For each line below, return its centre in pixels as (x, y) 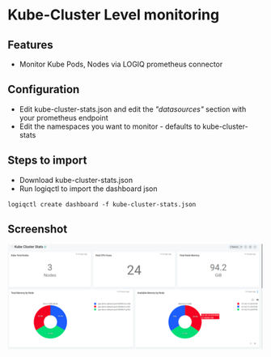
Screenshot (38, 229)
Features (30, 45)
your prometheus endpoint (64, 117)
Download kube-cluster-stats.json (76, 180)
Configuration (44, 89)
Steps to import (47, 161)
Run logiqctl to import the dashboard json (88, 189)
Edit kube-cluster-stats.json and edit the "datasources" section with (133, 109)
